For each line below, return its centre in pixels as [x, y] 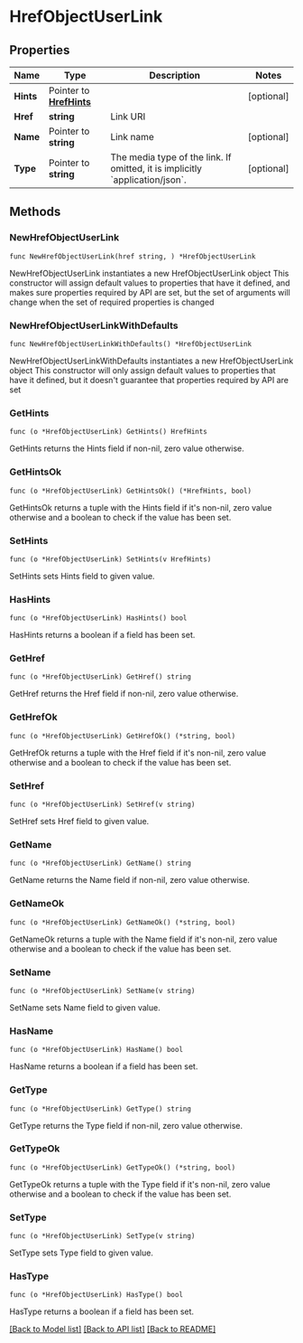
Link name [133, 137]
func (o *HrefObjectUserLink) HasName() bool [96, 1050]
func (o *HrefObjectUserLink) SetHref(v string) [102, 805]
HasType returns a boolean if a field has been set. [102, 1311]
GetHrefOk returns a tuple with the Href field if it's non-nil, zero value [138, 753]
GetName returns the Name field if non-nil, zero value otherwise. [130, 880]
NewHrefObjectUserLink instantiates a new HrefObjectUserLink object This [149, 273]
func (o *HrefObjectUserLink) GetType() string [101, 1109]
